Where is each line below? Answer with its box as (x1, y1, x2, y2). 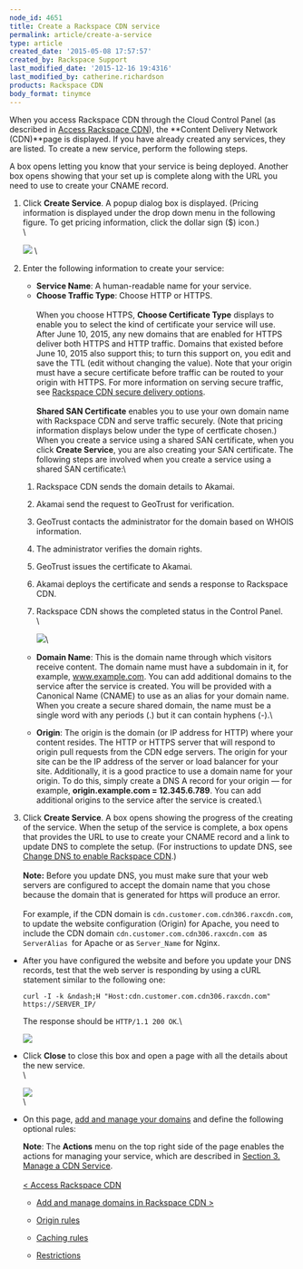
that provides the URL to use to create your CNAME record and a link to (22, 831, 290, 842)
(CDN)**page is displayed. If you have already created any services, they (9, 133, 286, 144)
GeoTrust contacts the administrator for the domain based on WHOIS (35, 516, 294, 527)
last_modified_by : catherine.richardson (9, 73, 165, 82)
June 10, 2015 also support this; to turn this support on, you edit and (35, 347, 291, 358)
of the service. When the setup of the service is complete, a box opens (22, 822, 288, 833)
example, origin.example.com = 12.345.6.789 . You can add (35, 785, 261, 796)
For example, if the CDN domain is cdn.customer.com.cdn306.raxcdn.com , (22, 908, 293, 919)
